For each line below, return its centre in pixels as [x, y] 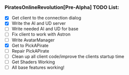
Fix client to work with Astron [41, 34]
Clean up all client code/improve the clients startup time [68, 56]
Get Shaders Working [33, 62]
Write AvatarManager [33, 40]
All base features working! [38, 67]
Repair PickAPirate [30, 51]
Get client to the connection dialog [46, 18]
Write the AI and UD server [39, 23]
